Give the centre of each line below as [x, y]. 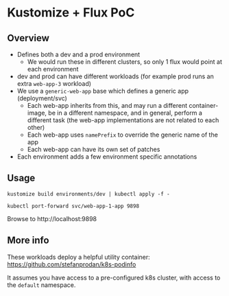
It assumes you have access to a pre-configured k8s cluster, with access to [114, 277]
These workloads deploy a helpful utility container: [79, 257]
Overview [28, 38]
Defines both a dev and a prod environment [79, 54]
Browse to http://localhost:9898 [52, 218]
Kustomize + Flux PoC [71, 13]
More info [28, 241]
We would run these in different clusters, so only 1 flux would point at [125, 62]
